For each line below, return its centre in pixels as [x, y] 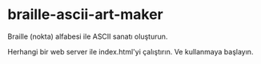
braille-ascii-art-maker [85, 15]
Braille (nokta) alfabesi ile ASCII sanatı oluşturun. [88, 36]
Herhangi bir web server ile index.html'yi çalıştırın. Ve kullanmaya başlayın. [130, 51]
